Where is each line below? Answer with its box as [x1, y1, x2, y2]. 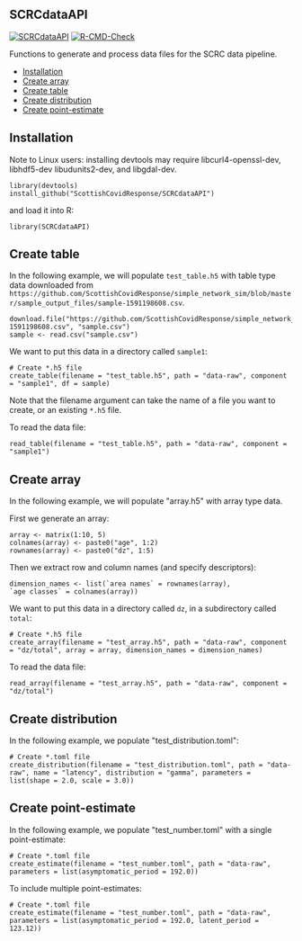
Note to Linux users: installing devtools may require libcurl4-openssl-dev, [9, 154, 281, 165]
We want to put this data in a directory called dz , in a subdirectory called [9, 603, 277, 614]
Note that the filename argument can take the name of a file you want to [9, 395, 276, 406]
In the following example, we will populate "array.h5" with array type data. [9, 496, 283, 506]
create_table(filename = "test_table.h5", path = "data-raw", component [9, 372, 288, 381]
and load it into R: [9, 204, 75, 215]
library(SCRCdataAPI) [9, 222, 91, 231]
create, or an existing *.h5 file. [9, 405, 122, 416]
